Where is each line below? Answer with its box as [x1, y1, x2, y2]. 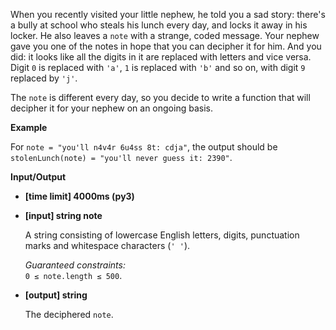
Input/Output [10, 171, 67, 183]
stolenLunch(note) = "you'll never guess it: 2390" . [10, 152, 233, 163]
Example [10, 122, 48, 133]
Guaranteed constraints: [24, 259, 126, 271]
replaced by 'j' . [10, 72, 78, 84]
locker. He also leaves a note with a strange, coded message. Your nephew [10, 30, 320, 41]
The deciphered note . [24, 309, 114, 320]
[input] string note [24, 210, 103, 221]
